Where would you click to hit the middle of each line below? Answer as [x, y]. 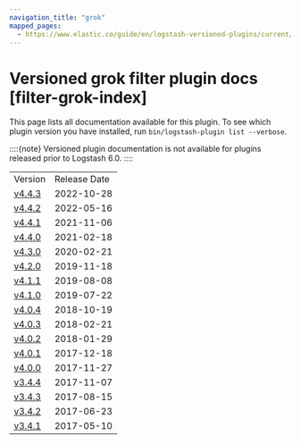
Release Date [82, 180]
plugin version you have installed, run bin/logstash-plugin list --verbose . [148, 131]
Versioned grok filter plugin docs [134, 78]
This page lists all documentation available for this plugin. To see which [140, 122]
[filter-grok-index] [78, 97]
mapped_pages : [36, 26]
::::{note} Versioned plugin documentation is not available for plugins [135, 149]
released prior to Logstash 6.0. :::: [71, 158]
